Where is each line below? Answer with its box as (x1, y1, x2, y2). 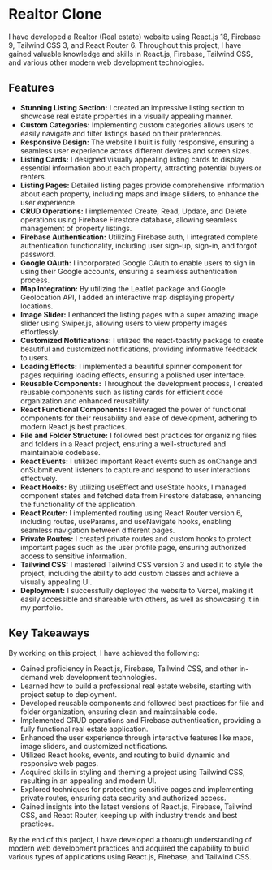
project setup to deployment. (19, 689, 118, 699)
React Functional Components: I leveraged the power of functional (19, 404, 246, 414)
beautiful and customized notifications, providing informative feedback (19, 344, 257, 354)
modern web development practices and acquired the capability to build (8, 843, 250, 853)
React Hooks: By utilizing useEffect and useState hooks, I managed (19, 482, 247, 492)
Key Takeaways (8, 627, 90, 640)
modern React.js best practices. (19, 421, 127, 431)
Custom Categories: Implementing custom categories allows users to (19, 119, 254, 130)
